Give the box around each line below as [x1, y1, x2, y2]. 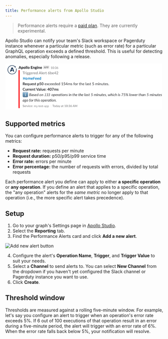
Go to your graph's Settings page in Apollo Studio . [12, 223, 116, 228]
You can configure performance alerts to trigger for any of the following [5, 133, 153, 139]
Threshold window [5, 293, 65, 302]
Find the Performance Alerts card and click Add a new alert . [12, 233, 137, 239]
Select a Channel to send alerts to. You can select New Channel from [12, 263, 157, 269]
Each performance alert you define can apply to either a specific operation [5, 179, 161, 185]
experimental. [17, 28, 46, 34]
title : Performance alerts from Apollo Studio [5, 8, 104, 13]
